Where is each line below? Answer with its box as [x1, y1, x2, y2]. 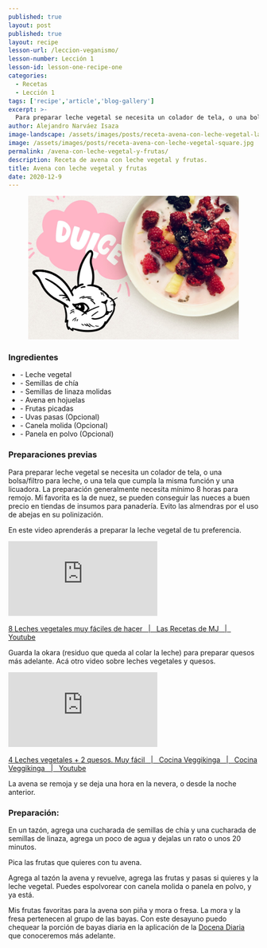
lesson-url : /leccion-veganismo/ [8, 46, 119, 55]
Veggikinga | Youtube [8, 763, 87, 773]
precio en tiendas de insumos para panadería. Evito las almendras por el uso [8, 501, 259, 510]
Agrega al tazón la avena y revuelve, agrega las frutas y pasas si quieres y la [8, 873, 259, 883]
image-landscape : [8, 131, 66, 139]
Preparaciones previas [8, 449, 98, 460]
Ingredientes [8, 352, 59, 363]
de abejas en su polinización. [8, 509, 103, 519]
